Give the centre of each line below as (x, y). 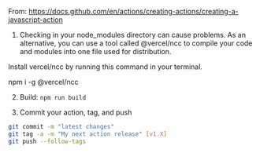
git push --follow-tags (47, 141)
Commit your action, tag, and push (76, 112)
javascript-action (35, 20)
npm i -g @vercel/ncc (43, 82)
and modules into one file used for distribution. (95, 51)
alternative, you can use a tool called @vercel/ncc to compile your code (136, 43)
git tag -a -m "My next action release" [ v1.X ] (88, 134)
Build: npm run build (53, 97)
